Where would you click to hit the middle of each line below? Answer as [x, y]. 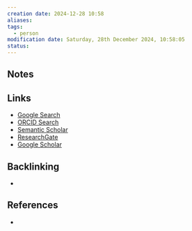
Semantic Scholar [42, 130]
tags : [15, 27]
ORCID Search [38, 122]
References [33, 206]
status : [18, 46]
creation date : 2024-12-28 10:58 [56, 14]
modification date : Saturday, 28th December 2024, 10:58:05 [96, 40]
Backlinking [33, 166]
